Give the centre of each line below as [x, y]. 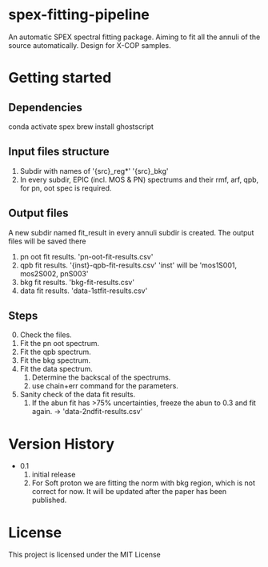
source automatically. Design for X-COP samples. [90, 45]
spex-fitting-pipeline [79, 15]
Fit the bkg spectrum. [55, 360]
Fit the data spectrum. [56, 369]
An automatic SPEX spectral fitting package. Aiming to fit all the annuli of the [134, 37]
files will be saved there [47, 241]
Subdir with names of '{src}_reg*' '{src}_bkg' [94, 171]
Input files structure [59, 152]
